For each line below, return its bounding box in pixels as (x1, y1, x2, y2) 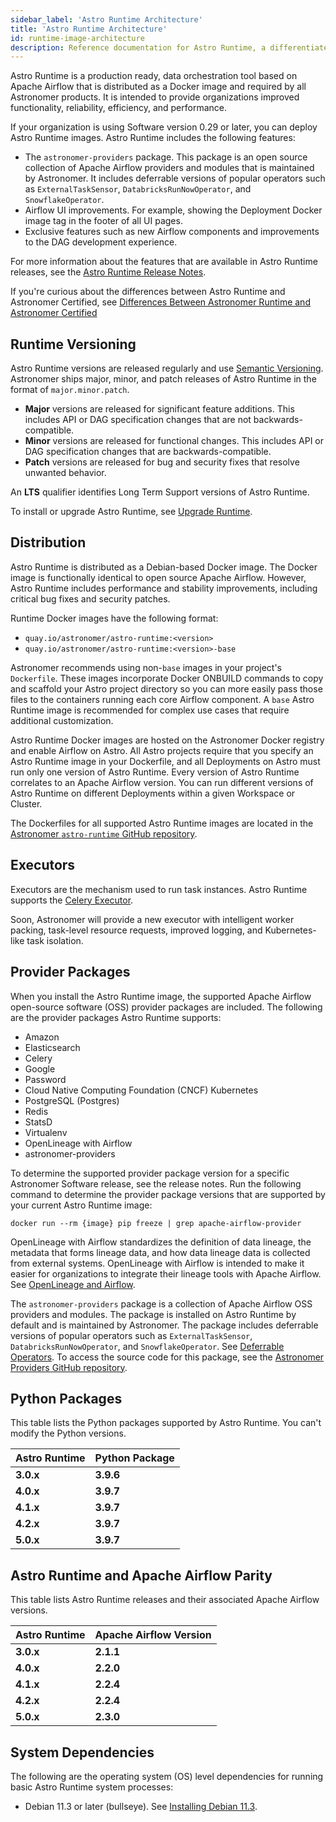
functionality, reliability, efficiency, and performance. (10, 102, 228, 114)
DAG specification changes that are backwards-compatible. (24, 446, 272, 458)
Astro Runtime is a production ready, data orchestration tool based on (10, 70, 298, 82)
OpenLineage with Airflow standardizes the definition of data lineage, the (10, 1236, 312, 1248)
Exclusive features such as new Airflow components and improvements (24, 226, 320, 238)
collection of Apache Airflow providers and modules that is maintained (24, 162, 315, 174)
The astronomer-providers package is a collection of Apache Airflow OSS (10, 1297, 313, 1310)
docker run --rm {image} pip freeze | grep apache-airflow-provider (10, 1218, 302, 1228)
